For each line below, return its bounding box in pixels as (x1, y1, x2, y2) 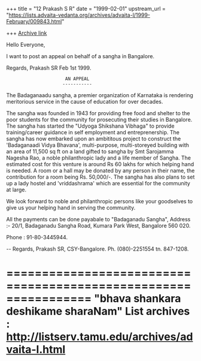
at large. (6, 186, 27, 193)
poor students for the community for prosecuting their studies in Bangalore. (6, 116, 193, 123)
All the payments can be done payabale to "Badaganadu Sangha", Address (6, 216, 191, 222)
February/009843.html (6, 18, 62, 25)
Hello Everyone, (6, 41, 45, 48)
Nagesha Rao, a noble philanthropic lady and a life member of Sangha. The (6, 154, 191, 161)
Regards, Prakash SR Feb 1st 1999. (6, 64, 92, 71)
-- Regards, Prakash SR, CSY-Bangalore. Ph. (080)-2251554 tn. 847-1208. (6, 245, 189, 252)
